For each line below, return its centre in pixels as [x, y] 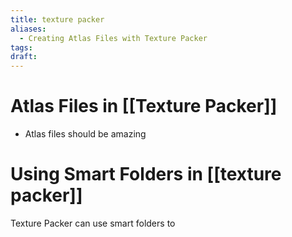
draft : [24, 57]
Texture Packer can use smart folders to [93, 223]
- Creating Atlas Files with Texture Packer [113, 38]
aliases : [28, 29]
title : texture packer [57, 19]
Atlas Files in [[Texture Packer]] [144, 106]
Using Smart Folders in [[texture [146, 174]
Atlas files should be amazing [85, 134]
